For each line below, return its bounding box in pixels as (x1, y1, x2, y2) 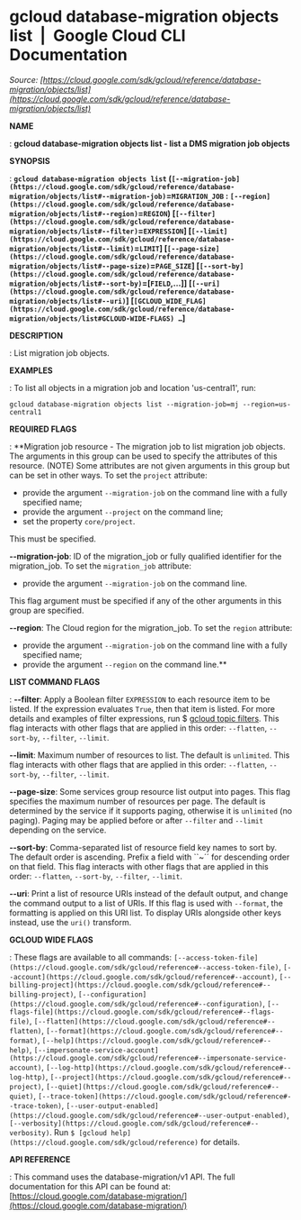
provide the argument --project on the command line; (22, 506, 224, 517)
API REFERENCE (9, 1153, 71, 1164)
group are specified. (9, 605, 84, 615)
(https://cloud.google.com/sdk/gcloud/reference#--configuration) (9, 999, 263, 1008)
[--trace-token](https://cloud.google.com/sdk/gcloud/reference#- (37, 1092, 292, 1101)
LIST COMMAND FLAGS (9, 676, 101, 687)
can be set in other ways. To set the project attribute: (9, 469, 208, 480)
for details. (200, 1136, 241, 1147)
